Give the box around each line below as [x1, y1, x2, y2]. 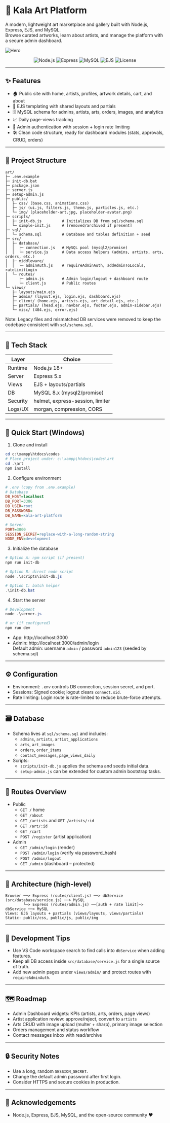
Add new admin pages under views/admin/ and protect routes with [12, 969, 151, 975]
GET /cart [20, 829, 41, 834]
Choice [63, 356, 81, 363]
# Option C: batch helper [5, 583, 60, 588]
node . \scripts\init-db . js [5, 574, 62, 579]
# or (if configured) [5, 621, 51, 626]
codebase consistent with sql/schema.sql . [5, 322, 94, 328]
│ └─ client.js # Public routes [5, 280, 96, 286]
